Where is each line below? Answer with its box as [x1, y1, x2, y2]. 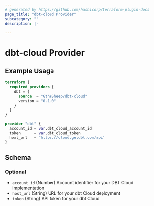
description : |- [5, 21, 39, 26]
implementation [12, 185, 45, 191]
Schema [5, 153, 31, 162]
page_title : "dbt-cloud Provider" [5, 12, 77, 17]
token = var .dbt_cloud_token [9, 130, 81, 136]
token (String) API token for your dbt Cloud [12, 196, 100, 202]
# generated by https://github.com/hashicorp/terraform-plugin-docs [5, 7, 150, 12]
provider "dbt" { [5, 121, 41, 127]
